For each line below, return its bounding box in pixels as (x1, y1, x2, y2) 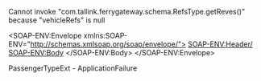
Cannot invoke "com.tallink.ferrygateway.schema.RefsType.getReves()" (8, 7, 246, 16)
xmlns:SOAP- (83, 31, 127, 40)
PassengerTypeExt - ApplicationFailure (8, 63, 138, 73)
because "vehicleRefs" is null (8, 15, 106, 25)
